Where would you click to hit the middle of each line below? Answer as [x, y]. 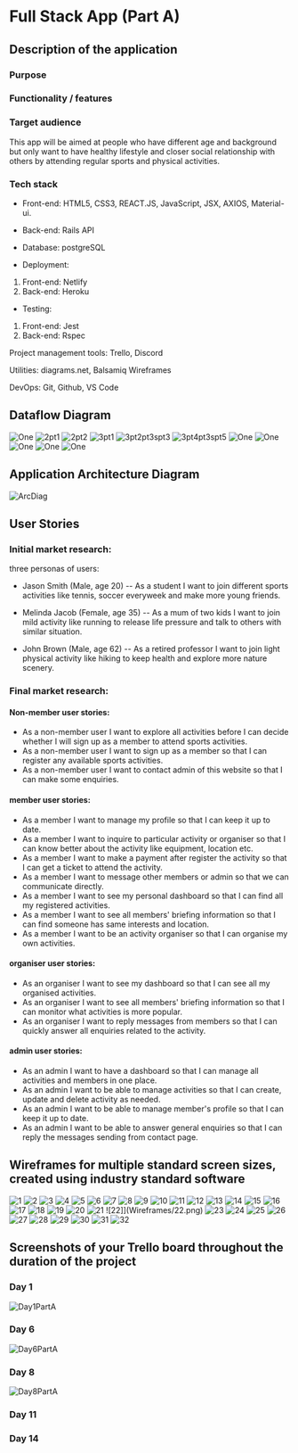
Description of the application [93, 50]
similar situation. [52, 632]
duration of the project [72, 1262]
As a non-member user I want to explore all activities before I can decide [155, 732]
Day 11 [23, 1415]
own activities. [48, 943]
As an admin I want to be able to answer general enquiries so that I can [152, 1128]
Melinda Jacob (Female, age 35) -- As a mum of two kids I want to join [151, 613]
